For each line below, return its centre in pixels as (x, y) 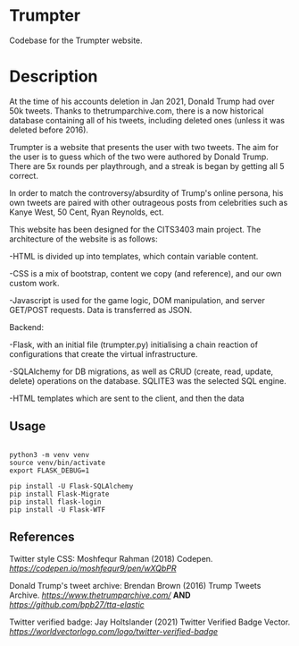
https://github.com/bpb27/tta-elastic (77, 604)
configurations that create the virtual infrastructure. (104, 353)
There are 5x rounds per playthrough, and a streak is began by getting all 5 (147, 166)
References (42, 537)
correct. (24, 175)
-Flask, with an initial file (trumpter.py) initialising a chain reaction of (134, 344)
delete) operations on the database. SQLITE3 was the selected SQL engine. (148, 380)
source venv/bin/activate (57, 463)
